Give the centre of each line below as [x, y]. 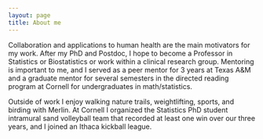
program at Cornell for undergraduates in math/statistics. [100, 86]
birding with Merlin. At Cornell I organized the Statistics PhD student [118, 109]
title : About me [35, 23]
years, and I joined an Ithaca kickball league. [80, 127]
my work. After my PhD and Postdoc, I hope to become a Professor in [121, 53]
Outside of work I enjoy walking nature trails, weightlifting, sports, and [121, 102]
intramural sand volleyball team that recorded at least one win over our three [132, 118]
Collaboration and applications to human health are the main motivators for [129, 45]
